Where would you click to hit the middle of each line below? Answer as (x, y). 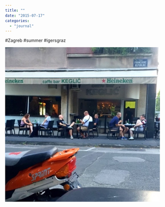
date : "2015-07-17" (25, 15)
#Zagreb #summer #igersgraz (36, 40)
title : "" (15, 10)
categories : (17, 21)
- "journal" (22, 26)
